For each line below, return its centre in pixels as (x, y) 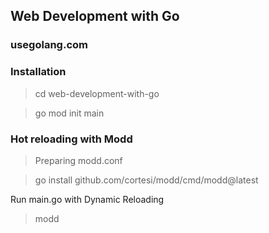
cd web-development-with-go (97, 93)
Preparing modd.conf (78, 160)
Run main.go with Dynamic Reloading (87, 199)
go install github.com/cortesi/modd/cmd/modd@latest (146, 180)
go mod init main (69, 113)
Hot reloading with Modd (71, 139)
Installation (38, 72)
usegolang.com (49, 45)
